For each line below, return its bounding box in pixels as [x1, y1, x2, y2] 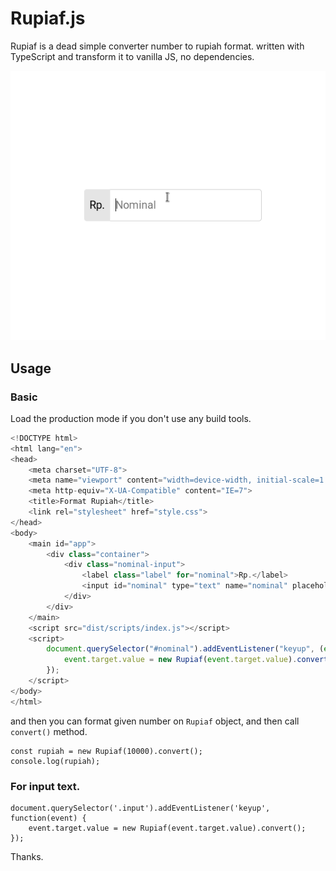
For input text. [10, 779, 81, 793]
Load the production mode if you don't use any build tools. [10, 412, 252, 424]
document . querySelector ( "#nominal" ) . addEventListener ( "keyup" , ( [46, 644, 325, 654]
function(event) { [10, 813, 87, 823]
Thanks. [10, 850, 44, 862]
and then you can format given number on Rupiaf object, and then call [10, 715, 300, 727]
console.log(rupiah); [10, 756, 101, 766]
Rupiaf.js [10, 7, 86, 30]
